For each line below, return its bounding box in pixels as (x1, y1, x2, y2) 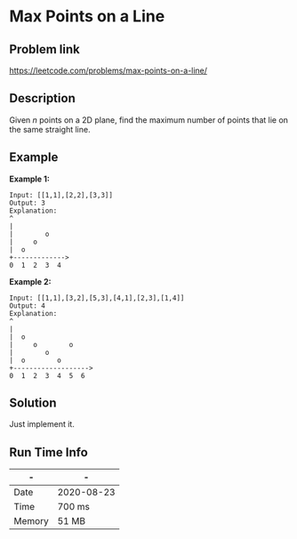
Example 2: (9, 276, 52, 286)
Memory (13, 515, 49, 527)
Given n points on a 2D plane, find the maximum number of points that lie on (9, 114, 289, 125)
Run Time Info (9, 445, 89, 460)
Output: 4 (9, 301, 46, 310)
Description (9, 91, 76, 106)
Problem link (9, 42, 80, 57)
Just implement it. (9, 419, 76, 430)
